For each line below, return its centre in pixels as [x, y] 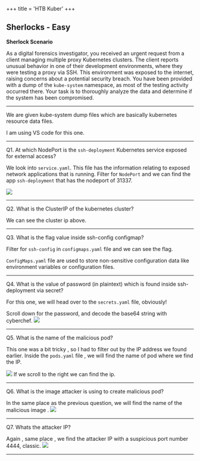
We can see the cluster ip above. [46, 220]
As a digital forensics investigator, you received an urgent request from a [95, 53]
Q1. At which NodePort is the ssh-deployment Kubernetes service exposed [97, 150]
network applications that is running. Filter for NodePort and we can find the [99, 174]
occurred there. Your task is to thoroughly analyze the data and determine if [99, 91]
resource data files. [30, 121]
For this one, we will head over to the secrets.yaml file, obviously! [87, 302]
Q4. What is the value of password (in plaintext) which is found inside [91, 284]
